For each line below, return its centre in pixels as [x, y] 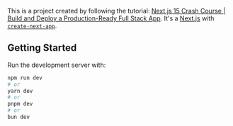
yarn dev [20, 91]
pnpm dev [20, 104]
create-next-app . [32, 26]
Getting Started [42, 48]
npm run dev [25, 77]
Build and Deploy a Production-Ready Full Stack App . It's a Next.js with [111, 18]
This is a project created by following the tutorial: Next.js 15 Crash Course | [116, 11]
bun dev [19, 117]
